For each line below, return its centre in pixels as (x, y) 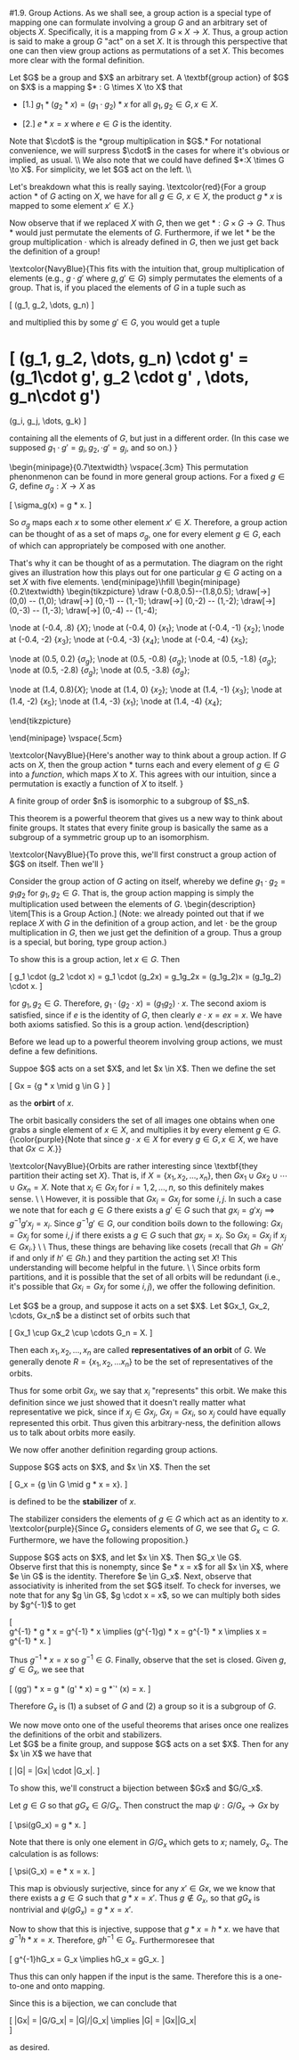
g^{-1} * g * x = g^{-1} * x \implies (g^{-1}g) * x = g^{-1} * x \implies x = (138, 1632)
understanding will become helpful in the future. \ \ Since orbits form (135, 1268)
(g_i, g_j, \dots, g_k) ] (48, 420)
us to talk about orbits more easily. (73, 1433)
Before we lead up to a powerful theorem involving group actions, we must (146, 1042)
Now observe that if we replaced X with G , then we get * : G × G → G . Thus (147, 223)
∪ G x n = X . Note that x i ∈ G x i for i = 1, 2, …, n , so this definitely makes (137, 1188)
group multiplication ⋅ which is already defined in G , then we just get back (144, 242)
